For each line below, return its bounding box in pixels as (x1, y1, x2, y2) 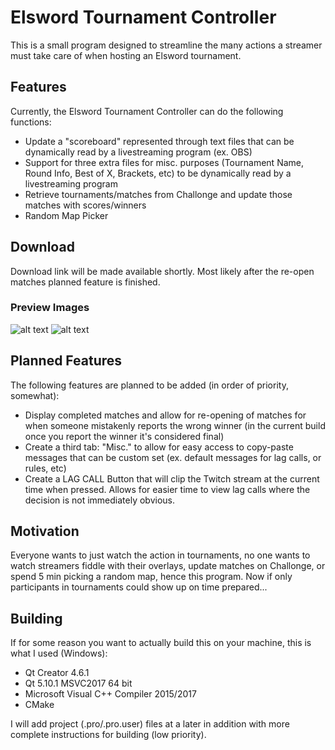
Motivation (10, 523, 80, 540)
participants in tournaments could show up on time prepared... (10, 581, 268, 593)
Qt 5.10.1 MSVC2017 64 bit (24, 677, 133, 690)
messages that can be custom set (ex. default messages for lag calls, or (24, 451, 322, 463)
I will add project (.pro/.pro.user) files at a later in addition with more (10, 718, 290, 730)
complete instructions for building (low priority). (10, 729, 207, 741)
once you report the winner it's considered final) (24, 430, 225, 442)
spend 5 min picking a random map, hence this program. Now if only (10, 571, 293, 583)
